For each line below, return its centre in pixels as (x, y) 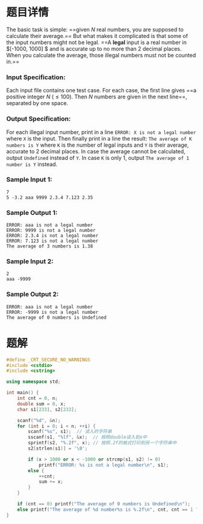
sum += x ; (51, 482)
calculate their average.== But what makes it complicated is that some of (97, 36)
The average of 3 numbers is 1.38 (50, 246)
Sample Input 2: (30, 261)
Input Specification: (36, 77)
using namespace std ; (34, 382)
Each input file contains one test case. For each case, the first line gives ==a (101, 91)
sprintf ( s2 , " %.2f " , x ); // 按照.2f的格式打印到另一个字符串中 (102, 443)
